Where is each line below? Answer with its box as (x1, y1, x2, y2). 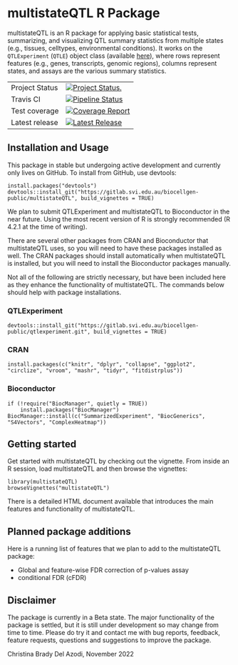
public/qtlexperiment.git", (7, 329, 91, 336)
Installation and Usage (7, 141, 109, 154)
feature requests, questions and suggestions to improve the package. (7, 636, 212, 644)
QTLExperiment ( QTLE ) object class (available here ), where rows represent (7, 51, 220, 60)
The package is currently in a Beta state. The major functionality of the (7, 613, 215, 622)
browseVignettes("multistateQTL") (7, 484, 110, 492)
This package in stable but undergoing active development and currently (7, 161, 221, 169)
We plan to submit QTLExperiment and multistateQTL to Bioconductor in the (7, 207, 230, 216)
